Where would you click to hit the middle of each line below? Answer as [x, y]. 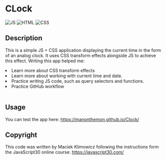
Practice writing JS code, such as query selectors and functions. [78, 81]
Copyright [21, 135]
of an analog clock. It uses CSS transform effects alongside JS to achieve [81, 55]
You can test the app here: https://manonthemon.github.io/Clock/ [72, 119]
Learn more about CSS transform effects [53, 70]
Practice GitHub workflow [38, 86]
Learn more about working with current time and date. [67, 76]
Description [24, 38]
